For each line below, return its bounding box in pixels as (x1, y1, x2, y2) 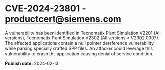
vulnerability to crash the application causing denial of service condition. (5, 50, 154, 57)
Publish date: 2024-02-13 (5, 60, 59, 66)
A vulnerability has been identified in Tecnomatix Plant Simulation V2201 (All (5, 30, 161, 35)
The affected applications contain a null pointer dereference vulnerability (5, 40, 154, 46)
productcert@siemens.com (5, 13, 121, 25)
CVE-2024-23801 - (5, 3, 86, 14)
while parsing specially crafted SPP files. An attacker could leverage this (5, 45, 153, 51)
